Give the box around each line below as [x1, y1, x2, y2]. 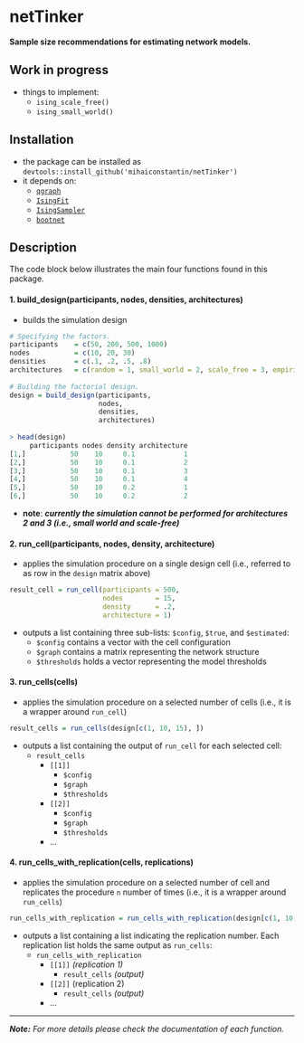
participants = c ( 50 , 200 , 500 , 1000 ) [9, 340, 168, 349]
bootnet [35, 215, 65, 224]
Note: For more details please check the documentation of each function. [9, 1023, 285, 1034]
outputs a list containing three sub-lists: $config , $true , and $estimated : [22, 627, 290, 638]
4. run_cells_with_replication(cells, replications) [9, 857, 195, 868]
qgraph [35, 186, 62, 195]
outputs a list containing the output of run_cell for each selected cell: [22, 740, 282, 751]
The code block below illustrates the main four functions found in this [9, 264, 269, 275]
